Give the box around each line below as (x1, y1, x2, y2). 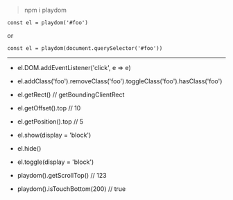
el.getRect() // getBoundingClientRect (17, 90, 125, 99)
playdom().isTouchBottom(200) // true (17, 185, 126, 193)
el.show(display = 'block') (17, 131, 92, 139)
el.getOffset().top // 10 (17, 104, 81, 112)
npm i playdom (24, 6, 67, 14)
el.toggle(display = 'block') (17, 158, 94, 166)
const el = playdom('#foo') (7, 19, 89, 26)
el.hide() (17, 144, 42, 152)
